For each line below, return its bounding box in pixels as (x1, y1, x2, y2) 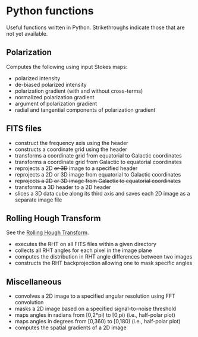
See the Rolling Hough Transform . (6, 229, 89, 236)
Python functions (6, 4, 94, 18)
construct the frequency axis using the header (14, 139, 129, 146)
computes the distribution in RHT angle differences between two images (14, 253, 193, 260)
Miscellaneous (6, 276, 62, 286)
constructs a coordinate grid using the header (14, 146, 128, 153)
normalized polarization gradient (14, 93, 95, 100)
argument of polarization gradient (14, 100, 98, 107)
